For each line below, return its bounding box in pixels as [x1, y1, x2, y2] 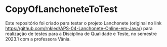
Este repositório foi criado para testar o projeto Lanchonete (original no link [5, 20, 162, 26]
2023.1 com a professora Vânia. [5, 36, 71, 42]
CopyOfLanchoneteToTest [5, 3, 118, 15]
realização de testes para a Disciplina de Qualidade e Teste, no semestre [5, 30, 157, 36]
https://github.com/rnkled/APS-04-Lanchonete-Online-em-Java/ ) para [5, 25, 153, 31]
